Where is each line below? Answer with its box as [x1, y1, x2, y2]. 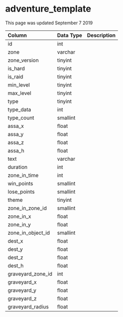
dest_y [8, 246, 23, 253]
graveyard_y [8, 287, 37, 294]
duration [8, 163, 28, 170]
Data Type [57, 31, 82, 38]
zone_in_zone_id [8, 204, 47, 211]
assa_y [8, 130, 24, 138]
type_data [8, 106, 32, 113]
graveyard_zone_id [8, 270, 53, 277]
